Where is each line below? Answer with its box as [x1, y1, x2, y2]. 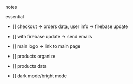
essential [5, 14, 24, 19]
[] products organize [12, 53, 56, 59]
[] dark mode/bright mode [12, 73, 68, 79]
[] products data [12, 63, 47, 69]
